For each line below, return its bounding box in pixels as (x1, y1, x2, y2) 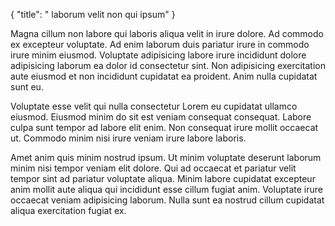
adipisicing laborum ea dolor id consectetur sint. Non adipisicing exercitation (10, 60, 326, 71)
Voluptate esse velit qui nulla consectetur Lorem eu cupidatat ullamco (10, 100, 298, 112)
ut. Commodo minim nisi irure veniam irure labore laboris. (10, 132, 247, 144)
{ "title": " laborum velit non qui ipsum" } (10, 9, 176, 20)
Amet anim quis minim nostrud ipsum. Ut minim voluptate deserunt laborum (10, 152, 322, 163)
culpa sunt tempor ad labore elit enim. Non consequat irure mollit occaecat (10, 122, 319, 133)
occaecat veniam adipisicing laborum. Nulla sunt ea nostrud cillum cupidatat (10, 194, 325, 206)
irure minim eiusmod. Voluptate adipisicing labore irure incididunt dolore (10, 49, 307, 61)
